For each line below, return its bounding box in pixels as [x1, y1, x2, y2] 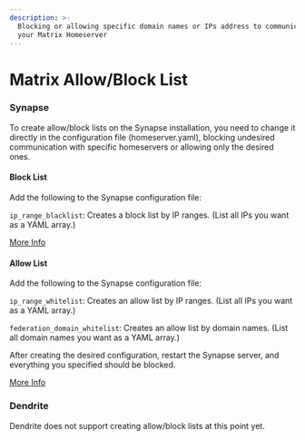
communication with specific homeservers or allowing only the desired [9, 142, 274, 152]
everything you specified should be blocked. [9, 359, 176, 370]
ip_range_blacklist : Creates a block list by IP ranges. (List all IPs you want [9, 210, 290, 220]
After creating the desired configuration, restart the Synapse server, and [9, 350, 280, 361]
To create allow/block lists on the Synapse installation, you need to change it [9, 122, 296, 132]
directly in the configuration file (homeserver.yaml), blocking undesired [9, 132, 275, 142]
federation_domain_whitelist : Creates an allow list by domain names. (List [9, 323, 289, 334]
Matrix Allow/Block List [9, 69, 189, 90]
